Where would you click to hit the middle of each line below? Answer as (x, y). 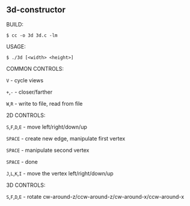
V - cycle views (25, 80)
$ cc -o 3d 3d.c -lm (32, 35)
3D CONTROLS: (26, 185)
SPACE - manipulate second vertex (48, 150)
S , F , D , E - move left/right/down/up (47, 127)
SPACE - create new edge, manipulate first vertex (66, 138)
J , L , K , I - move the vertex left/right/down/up (60, 173)
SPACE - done (22, 162)
